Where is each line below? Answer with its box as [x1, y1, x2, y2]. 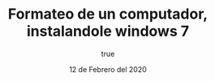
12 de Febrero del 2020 [68, 64, 148, 74]
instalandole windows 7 [26, 22, 189, 40]
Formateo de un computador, [7, 5, 209, 23]
